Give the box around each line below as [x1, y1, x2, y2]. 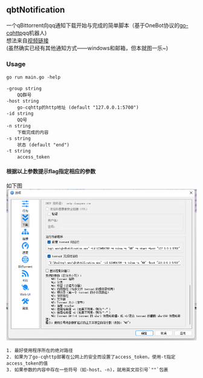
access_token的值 [6, 360, 48, 367]
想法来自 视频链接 [6, 36, 49, 44]
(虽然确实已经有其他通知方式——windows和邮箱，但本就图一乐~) [6, 44, 169, 51]
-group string [6, 86, 42, 92]
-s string [6, 135, 31, 142]
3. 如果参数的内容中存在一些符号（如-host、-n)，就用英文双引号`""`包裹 [6, 367, 169, 373]
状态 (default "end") [17, 142, 69, 148]
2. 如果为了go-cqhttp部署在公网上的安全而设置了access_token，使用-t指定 [6, 354, 176, 360]
